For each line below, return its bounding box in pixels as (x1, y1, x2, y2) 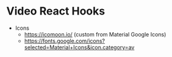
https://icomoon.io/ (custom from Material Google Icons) (24, 30, 167, 38)
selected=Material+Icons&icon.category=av (24, 44, 135, 51)
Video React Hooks (6, 4, 106, 18)
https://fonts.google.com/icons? (24, 37, 106, 44)
